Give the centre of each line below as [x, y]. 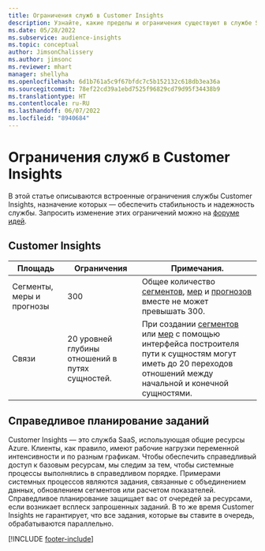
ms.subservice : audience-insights [65, 37]
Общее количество [178, 281]
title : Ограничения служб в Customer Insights [86, 15]
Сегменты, [33, 287]
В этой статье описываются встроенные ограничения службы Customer [130, 196]
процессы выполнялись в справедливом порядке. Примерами [114, 474]
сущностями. [167, 393]
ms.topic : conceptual [44, 45]
